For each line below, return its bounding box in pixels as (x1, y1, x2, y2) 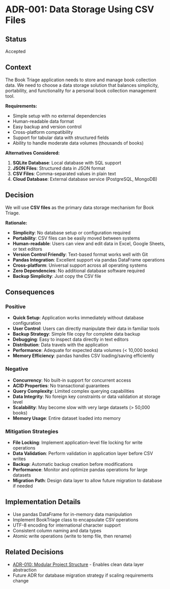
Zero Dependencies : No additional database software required (12, 267, 145, 274)
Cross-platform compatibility (12, 129, 73, 135)
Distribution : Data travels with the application (12, 342, 108, 348)
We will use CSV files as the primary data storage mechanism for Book (5, 204, 154, 210)
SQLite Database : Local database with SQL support (12, 159, 122, 166)
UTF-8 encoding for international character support (12, 522, 121, 528)
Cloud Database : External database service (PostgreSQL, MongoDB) (12, 176, 158, 182)
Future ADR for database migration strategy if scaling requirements (12, 572, 154, 578)
